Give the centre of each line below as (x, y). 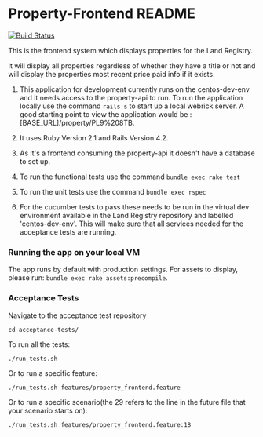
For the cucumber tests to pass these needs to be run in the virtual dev (134, 207)
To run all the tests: (39, 344)
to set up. (35, 161)
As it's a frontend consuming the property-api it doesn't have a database (137, 153)
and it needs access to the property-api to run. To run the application (131, 97)
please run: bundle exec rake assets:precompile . (88, 278)
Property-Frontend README (102, 14)
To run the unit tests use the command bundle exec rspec (113, 191)
